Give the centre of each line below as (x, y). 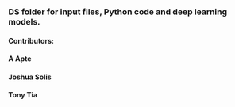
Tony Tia (23, 95)
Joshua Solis (30, 77)
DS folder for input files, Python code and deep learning (118, 12)
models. (25, 21)
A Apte (20, 59)
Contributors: (31, 40)
